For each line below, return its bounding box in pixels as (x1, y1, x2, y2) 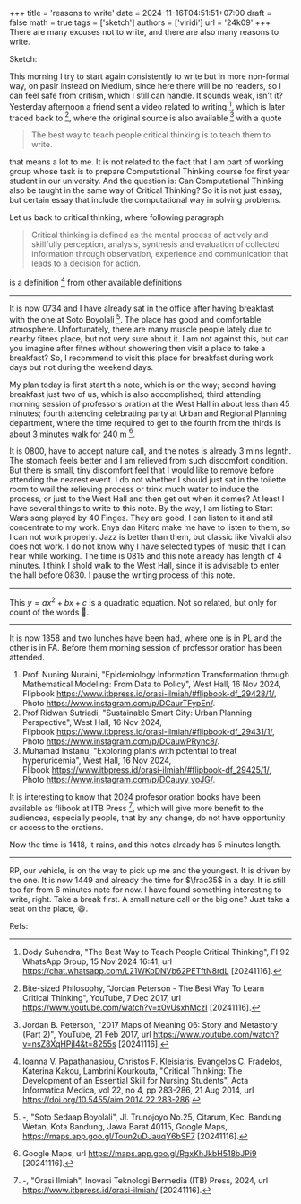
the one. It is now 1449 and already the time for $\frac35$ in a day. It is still (9, 874, 286, 885)
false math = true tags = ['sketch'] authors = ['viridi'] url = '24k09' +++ (9, 17, 271, 28)
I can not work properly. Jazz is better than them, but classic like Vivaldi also (9, 532, 292, 543)
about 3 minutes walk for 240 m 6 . (9, 427, 136, 439)
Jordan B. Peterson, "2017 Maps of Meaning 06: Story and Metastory (21, 1019, 278, 1030)
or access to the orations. (9, 821, 104, 832)
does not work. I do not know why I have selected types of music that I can (9, 541, 287, 552)
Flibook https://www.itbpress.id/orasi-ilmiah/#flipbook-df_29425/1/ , (21, 764, 271, 775)
